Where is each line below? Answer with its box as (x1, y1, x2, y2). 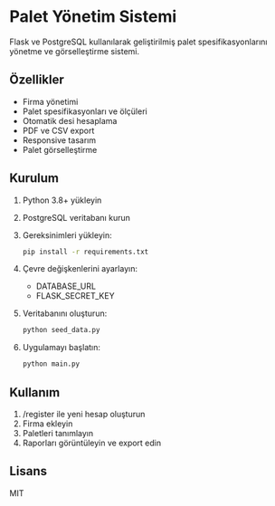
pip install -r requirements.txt (22, 247, 149, 256)
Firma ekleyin (22, 418, 73, 429)
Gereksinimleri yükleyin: (22, 229, 112, 241)
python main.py (22, 359, 81, 368)
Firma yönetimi (22, 96, 79, 107)
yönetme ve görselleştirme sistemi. (9, 45, 140, 56)
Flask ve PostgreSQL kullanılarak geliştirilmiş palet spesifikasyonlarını (9, 36, 268, 47)
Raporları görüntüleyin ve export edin (22, 437, 162, 448)
